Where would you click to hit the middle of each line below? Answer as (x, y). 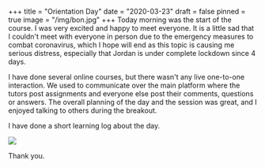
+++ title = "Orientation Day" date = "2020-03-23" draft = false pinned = (127, 11)
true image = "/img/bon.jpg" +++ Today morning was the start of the (120, 20)
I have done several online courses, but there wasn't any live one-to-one (127, 77)
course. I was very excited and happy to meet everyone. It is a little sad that (131, 28)
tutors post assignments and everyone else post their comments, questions (131, 93)
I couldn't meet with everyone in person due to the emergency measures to (131, 36)
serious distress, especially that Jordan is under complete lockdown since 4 (132, 53)
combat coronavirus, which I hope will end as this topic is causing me (121, 45)
